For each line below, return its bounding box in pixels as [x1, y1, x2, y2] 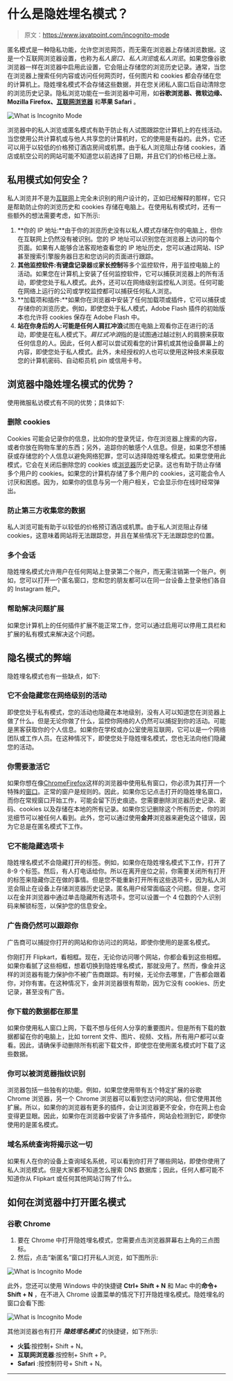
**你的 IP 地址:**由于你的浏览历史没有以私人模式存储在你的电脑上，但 [17, 226, 217, 234]
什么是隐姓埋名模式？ [7, 6, 130, 22]
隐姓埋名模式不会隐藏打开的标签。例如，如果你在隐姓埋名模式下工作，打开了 [7, 859, 226, 867]
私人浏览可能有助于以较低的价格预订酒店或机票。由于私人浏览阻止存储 [7, 522, 208, 531]
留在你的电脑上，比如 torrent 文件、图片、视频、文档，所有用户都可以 [19, 1032, 218, 1041]
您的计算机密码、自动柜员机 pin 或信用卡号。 [17, 356, 146, 365]
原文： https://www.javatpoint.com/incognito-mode [24, 31, 170, 39]
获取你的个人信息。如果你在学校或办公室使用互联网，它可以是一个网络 [25, 725, 226, 734]
